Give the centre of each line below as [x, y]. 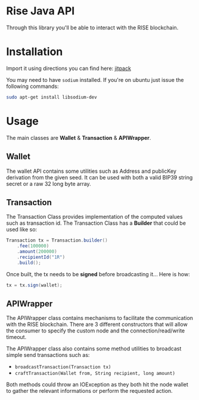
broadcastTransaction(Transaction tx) [63, 367]
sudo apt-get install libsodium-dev [52, 97]
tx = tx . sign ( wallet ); [34, 285]
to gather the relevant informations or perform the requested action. [89, 391]
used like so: [22, 230]
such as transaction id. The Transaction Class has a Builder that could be [96, 223]
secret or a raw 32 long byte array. [49, 184]
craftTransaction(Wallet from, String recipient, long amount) [95, 374]
